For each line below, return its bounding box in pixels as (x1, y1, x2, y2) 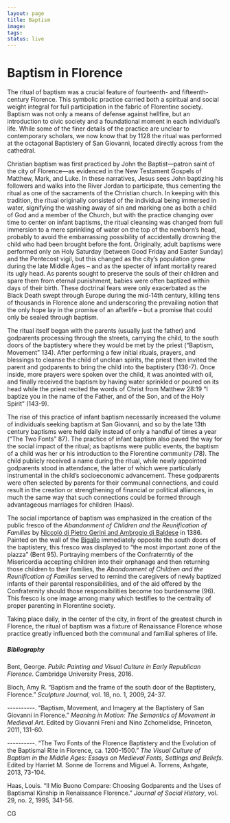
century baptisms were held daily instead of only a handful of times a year (7, 428, 217, 436)
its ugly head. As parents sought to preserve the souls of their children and (7, 270, 219, 278)
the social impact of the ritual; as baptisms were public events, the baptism (7, 442, 219, 450)
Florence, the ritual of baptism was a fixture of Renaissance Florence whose (7, 622, 222, 630)
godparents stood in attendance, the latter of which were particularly (7, 464, 202, 472)
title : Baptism (7, 17, 51, 23)
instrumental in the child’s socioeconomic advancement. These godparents (7, 472, 220, 480)
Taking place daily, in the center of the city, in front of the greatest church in (7, 615, 222, 623)
